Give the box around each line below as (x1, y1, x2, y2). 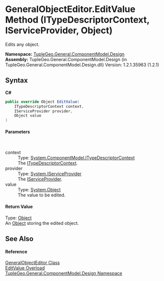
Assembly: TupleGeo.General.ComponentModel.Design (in (5, 56, 127, 62)
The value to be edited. (18, 192, 66, 198)
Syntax (5, 76, 28, 85)
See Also (5, 234, 34, 243)
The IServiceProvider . (18, 176, 63, 182)
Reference (5, 248, 28, 254)
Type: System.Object (18, 187, 61, 193)
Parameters (5, 129, 30, 135)
